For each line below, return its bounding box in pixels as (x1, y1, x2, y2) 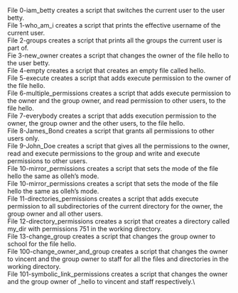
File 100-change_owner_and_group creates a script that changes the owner (7, 248, 229, 255)
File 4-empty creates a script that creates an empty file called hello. (7, 67, 206, 74)
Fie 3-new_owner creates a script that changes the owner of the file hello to (7, 51, 229, 60)
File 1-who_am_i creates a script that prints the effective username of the (7, 21, 221, 29)
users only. (7, 134, 40, 143)
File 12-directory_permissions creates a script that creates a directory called (7, 217, 230, 226)
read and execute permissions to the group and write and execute (7, 149, 200, 157)
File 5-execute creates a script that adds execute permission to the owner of (7, 74, 232, 82)
